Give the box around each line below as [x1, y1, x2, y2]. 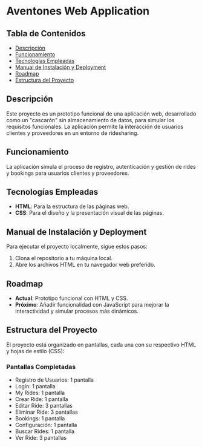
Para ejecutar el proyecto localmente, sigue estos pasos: [6, 243, 148, 250]
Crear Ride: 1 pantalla [15, 396, 68, 403]
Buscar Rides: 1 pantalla [15, 428, 74, 435]
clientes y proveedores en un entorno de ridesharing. [6, 129, 139, 137]
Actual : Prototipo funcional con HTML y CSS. [15, 295, 128, 302]
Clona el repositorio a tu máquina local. [15, 255, 113, 262]
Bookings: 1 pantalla [15, 415, 65, 422]
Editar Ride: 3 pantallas [15, 402, 73, 409]
